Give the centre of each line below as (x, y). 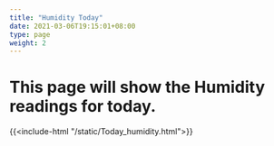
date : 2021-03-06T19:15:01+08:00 (73, 26)
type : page (30, 34)
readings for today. (83, 107)
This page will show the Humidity (137, 87)
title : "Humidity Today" (56, 18)
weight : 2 (28, 43)
